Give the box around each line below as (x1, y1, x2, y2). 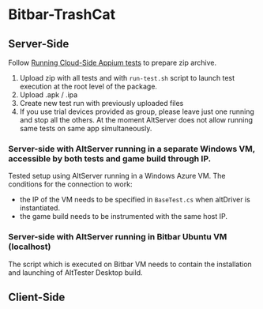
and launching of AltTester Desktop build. (8, 267, 144, 277)
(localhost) (8, 241, 51, 252)
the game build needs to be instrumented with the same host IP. (19, 212, 227, 221)
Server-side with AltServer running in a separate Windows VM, (8, 143, 255, 154)
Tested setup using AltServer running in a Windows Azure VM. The (8, 171, 227, 181)
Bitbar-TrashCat (8, 6, 116, 24)
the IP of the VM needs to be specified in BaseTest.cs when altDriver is (19, 195, 250, 205)
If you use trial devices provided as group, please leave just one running (19, 107, 255, 116)
